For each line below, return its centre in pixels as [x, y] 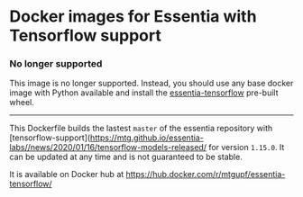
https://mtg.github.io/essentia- [147, 138]
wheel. [22, 103]
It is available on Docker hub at [67, 175]
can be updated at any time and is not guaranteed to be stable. [126, 157]
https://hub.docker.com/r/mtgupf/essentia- [206, 175]
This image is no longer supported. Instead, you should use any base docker [151, 84]
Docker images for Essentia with [133, 17]
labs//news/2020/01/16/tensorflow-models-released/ [108, 148]
